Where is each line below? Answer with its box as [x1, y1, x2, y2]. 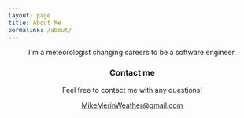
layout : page [8, 11, 51, 20]
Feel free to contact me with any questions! [61, 85, 203, 94]
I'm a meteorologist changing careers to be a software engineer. [28, 48, 237, 57]
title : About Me [8, 19, 61, 27]
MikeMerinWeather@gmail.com [81, 100, 183, 110]
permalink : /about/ [8, 26, 72, 34]
